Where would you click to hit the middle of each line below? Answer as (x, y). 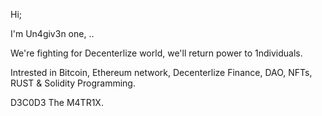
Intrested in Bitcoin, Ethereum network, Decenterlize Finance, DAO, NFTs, (161, 72)
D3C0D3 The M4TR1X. (57, 102)
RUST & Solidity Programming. (73, 83)
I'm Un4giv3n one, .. (52, 33)
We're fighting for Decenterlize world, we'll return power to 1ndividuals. (156, 53)
